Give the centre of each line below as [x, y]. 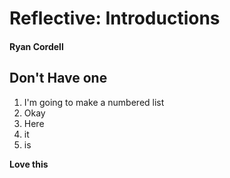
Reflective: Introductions [115, 18]
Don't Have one [58, 78]
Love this [29, 164]
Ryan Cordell [36, 46]
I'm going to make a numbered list [94, 102]
